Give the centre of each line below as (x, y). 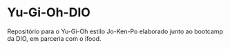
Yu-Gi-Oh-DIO (49, 13)
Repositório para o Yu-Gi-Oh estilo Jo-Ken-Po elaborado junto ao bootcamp (115, 31)
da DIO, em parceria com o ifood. (54, 38)
